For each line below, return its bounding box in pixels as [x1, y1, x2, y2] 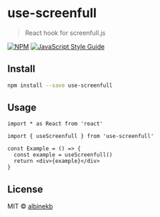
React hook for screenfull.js [24, 28, 106, 37]
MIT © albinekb [7, 202, 53, 211]
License [7, 183, 43, 195]
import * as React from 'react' [7, 120, 103, 127]
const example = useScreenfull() [14, 152, 113, 159]
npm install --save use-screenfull [7, 82, 113, 89]
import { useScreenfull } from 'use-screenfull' [7, 133, 154, 140]
